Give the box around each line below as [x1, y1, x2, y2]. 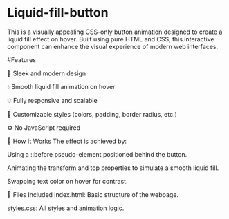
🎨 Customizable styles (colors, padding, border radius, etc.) [7, 110, 178, 118]
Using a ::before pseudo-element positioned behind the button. [7, 150, 187, 158]
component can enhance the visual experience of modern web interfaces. [7, 42, 219, 50]
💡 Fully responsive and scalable [7, 96, 98, 104]
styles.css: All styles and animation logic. [7, 204, 125, 212]
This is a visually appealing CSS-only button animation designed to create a [7, 28, 223, 36]
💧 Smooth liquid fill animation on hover [7, 82, 116, 91]
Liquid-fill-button [7, 5, 109, 21]
